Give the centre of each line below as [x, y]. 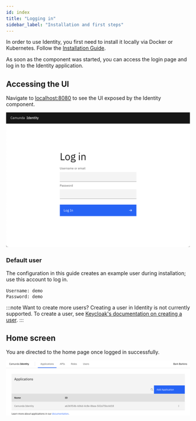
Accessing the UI [38, 84]
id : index [18, 12]
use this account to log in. [37, 279]
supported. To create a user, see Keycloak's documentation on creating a [94, 314]
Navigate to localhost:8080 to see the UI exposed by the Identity [84, 98]
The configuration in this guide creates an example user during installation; [96, 273]
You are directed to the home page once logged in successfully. [83, 352]
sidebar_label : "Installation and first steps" [65, 25]
